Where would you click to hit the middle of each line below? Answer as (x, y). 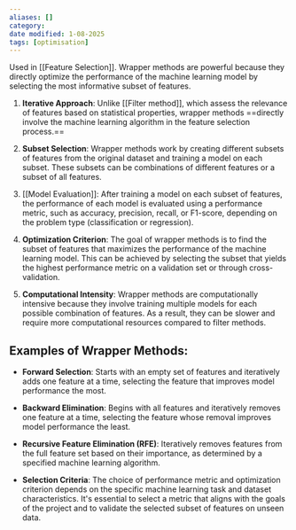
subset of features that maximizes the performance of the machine (144, 249)
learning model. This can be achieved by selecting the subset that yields (154, 259)
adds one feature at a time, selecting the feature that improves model (148, 381)
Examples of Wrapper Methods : (99, 351)
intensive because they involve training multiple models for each (140, 304)
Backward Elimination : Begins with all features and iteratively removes (151, 408)
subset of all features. (62, 177)
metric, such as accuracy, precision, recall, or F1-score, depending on (149, 213)
